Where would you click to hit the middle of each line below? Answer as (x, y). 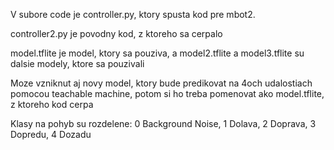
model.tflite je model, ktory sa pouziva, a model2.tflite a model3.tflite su (157, 53)
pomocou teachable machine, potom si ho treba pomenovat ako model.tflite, (167, 93)
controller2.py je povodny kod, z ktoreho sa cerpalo (116, 33)
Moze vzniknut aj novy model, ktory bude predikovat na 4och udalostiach (161, 83)
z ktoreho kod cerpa (52, 104)
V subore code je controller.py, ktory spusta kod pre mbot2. (133, 14)
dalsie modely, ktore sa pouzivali (77, 63)
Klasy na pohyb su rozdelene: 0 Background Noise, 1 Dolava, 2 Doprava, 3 (163, 123)
